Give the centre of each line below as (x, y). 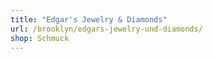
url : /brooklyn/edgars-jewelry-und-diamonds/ (106, 29)
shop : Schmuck (40, 38)
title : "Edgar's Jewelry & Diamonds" (89, 19)
